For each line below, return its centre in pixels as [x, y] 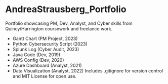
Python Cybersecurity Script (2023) [50, 44]
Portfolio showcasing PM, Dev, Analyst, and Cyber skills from [69, 23]
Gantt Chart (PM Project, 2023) [45, 38]
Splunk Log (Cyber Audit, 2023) [46, 49]
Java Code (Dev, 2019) [36, 55]
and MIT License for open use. [45, 76]
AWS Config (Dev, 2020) [38, 60]
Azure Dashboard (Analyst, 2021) [47, 65]
